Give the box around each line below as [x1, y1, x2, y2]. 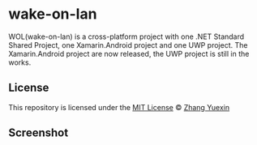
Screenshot [8, 126, 69, 140]
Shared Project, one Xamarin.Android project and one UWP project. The [8, 40, 248, 49]
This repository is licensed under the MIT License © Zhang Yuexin [8, 102, 230, 112]
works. [8, 58, 32, 67]
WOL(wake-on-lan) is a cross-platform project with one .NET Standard [8, 32, 245, 41]
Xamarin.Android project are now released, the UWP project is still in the [8, 49, 250, 58]
